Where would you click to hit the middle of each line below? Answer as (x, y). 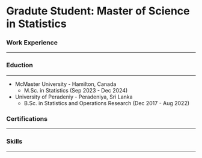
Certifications (27, 118)
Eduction (20, 65)
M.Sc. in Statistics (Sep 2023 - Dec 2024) (76, 90)
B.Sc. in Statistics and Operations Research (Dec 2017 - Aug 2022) (107, 103)
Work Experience (32, 43)
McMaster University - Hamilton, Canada (66, 84)
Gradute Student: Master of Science (98, 11)
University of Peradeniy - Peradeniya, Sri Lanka (74, 97)
